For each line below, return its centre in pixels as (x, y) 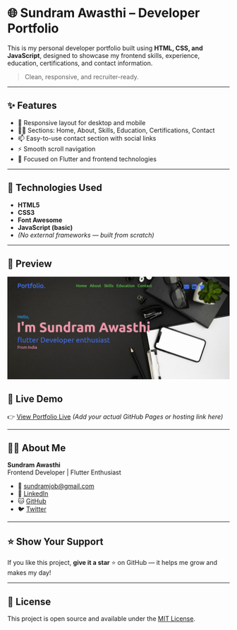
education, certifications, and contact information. (80, 63)
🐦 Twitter (32, 509)
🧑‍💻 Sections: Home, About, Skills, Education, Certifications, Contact (116, 130)
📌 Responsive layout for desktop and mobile (81, 122)
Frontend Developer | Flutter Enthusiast (64, 472)
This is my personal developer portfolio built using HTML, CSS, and (105, 48)
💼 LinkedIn (33, 494)
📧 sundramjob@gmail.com (56, 486)
